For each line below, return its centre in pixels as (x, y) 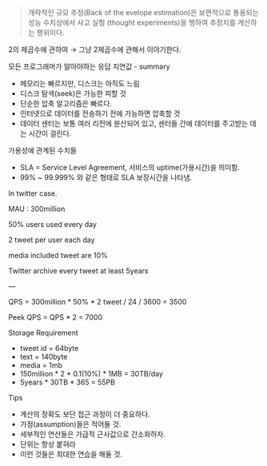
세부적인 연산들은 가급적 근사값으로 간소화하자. (93, 434)
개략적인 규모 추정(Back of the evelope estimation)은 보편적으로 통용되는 (143, 12)
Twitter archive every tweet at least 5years (78, 271)
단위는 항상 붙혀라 (48, 444)
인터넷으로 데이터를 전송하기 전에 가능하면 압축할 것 (100, 114)
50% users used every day (53, 224)
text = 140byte (44, 356)
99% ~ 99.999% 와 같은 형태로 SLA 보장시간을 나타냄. (106, 177)
